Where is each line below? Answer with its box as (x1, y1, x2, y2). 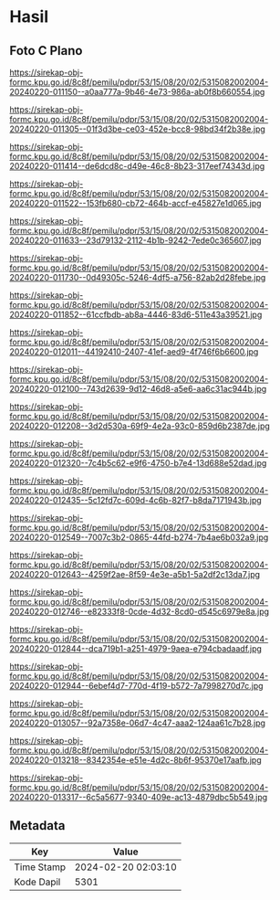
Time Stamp (14, 861, 67, 874)
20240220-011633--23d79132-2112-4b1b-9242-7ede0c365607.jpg (9, 235, 262, 246)
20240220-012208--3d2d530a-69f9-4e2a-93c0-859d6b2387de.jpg (9, 420, 271, 431)
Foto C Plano (9, 43, 83, 58)
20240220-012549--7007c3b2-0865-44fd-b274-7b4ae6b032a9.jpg (9, 532, 269, 543)
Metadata (9, 818, 66, 833)
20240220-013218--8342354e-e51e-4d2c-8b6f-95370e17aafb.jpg (9, 755, 262, 765)
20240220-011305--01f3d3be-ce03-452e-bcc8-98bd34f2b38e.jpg (9, 123, 266, 134)
